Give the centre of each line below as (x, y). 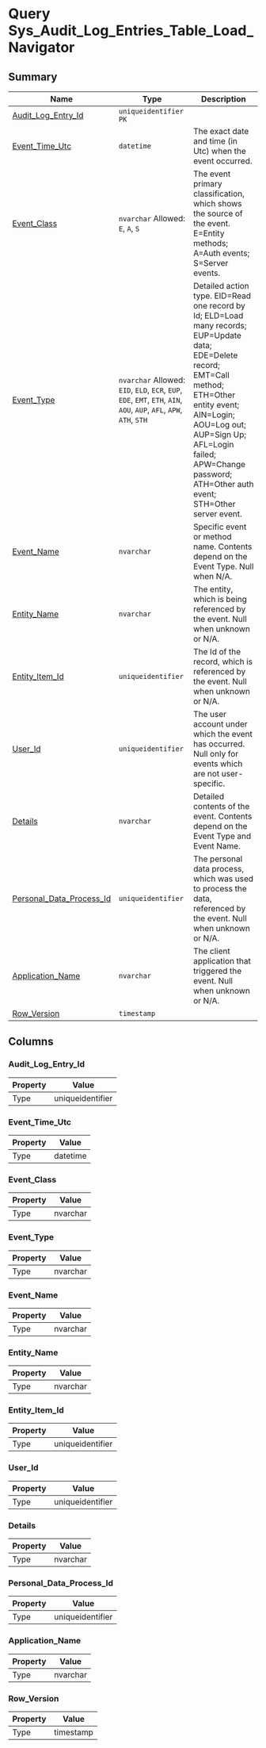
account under (220, 724)
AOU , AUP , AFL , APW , (150, 410)
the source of (218, 213)
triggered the (217, 971)
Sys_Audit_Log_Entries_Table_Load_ (131, 31)
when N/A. (213, 576)
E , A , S (129, 228)
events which (218, 764)
